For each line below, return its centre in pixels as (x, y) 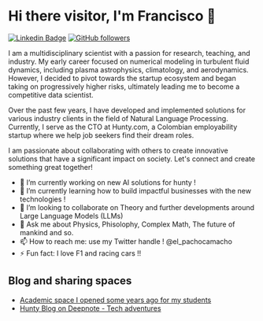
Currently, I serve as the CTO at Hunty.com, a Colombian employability (123, 127)
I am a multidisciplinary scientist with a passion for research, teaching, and (129, 53)
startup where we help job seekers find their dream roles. (101, 135)
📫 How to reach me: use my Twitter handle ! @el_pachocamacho (126, 241)
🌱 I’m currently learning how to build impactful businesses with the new (135, 190)
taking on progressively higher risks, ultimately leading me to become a (124, 87)
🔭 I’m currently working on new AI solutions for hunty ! (108, 182)
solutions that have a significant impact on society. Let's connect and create (132, 159)
